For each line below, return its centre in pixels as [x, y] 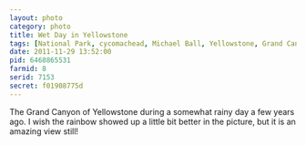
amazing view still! [44, 131]
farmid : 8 [28, 69]
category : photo [40, 26]
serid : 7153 [32, 78]
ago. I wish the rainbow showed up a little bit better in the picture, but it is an [153, 121]
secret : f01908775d [46, 86]
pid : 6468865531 [40, 60]
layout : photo [36, 18]
